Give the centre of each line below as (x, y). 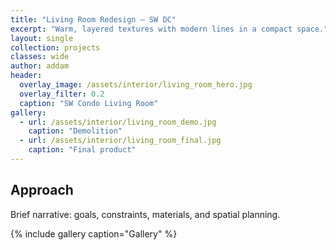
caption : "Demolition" (75, 131)
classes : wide (40, 57)
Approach (42, 190)
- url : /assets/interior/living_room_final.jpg (120, 141)
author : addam (40, 66)
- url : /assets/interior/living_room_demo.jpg (118, 122)
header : (26, 76)
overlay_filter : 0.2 (62, 94)
